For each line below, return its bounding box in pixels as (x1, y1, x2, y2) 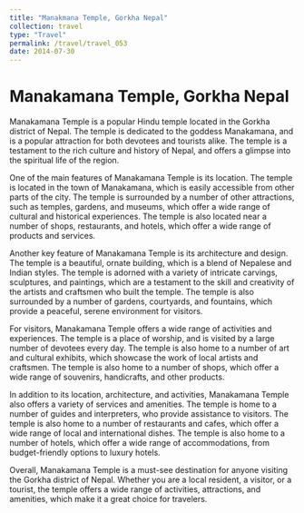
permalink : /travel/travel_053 (9, 38, 128, 48)
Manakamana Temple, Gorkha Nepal (9, 86, 289, 107)
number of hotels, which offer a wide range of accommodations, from (9, 438, 270, 449)
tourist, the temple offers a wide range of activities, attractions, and (9, 484, 261, 495)
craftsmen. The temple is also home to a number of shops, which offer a (9, 362, 279, 373)
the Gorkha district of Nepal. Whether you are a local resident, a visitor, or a (9, 474, 292, 486)
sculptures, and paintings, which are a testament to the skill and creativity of (9, 277, 295, 288)
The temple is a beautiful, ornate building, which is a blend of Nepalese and (9, 258, 292, 269)
